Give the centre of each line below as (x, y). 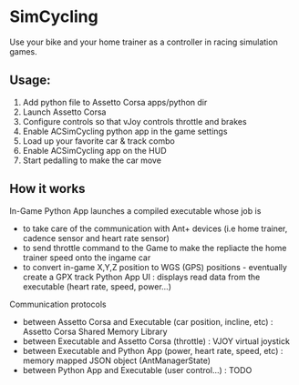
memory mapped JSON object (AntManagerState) (117, 360)
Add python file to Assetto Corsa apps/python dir (115, 102)
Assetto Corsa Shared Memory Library (95, 331)
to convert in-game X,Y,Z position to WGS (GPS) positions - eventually (155, 267)
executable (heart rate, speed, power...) (97, 286)
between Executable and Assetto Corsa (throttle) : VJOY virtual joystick (156, 341)
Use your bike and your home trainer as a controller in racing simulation (144, 42)
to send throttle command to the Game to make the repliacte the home (155, 248)
